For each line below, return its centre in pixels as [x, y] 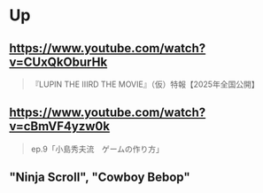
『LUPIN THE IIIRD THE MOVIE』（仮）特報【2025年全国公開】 [145, 84]
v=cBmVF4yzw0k [60, 126]
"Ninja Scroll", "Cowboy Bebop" [100, 178]
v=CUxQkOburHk [58, 62]
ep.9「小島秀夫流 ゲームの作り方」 [97, 149]
